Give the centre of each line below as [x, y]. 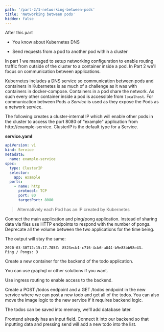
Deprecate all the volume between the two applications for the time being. [80, 229]
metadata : [15, 155]
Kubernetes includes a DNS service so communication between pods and [79, 81]
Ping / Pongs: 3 [22, 252]
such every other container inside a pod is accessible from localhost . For [79, 96]
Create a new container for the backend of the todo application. [69, 261]
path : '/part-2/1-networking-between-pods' [50, 10]
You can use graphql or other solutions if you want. [57, 270]
